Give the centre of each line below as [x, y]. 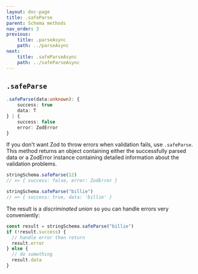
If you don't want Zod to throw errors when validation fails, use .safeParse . [100, 145]
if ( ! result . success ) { [36, 232]
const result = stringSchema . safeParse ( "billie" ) [70, 226]
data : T [27, 111]
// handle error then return [48, 237]
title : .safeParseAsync [47, 57]
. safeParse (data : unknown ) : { [43, 99]
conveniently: [23, 215]
